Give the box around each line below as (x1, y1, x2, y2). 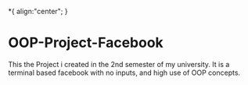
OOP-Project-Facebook (8, 34, 164, 51)
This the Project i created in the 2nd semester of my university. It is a (8, 59, 230, 69)
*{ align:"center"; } (8, 7, 68, 16)
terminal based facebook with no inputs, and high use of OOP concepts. (8, 68, 241, 77)
